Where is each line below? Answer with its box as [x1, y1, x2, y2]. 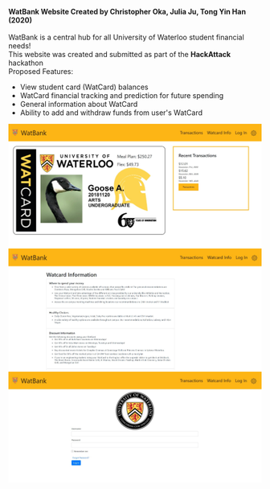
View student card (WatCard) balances [19, 82, 149, 92]
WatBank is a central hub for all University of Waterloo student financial [8, 32, 245, 42]
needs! [8, 41, 31, 51]
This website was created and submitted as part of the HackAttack [8, 50, 231, 59]
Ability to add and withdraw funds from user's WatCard [19, 108, 203, 117]
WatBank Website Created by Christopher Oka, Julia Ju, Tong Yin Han [8, 7, 247, 16]
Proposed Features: [8, 67, 74, 76]
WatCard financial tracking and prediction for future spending [19, 91, 224, 100]
